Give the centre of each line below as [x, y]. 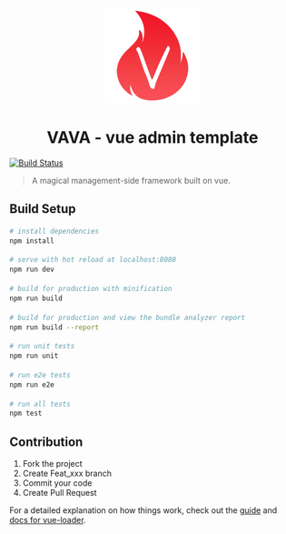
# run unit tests [42, 347]
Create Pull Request [59, 493]
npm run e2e [32, 385]
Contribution [46, 442]
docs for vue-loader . [48, 520]
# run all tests [40, 404]
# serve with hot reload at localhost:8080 [93, 260]
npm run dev [32, 270]
